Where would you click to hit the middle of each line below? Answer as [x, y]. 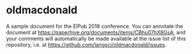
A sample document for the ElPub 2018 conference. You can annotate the [95, 26]
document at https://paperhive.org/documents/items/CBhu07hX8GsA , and [96, 32]
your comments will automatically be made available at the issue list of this [96, 38]
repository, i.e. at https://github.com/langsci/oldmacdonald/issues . [86, 45]
